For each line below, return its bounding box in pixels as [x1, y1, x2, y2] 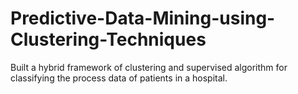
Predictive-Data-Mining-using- [10, 7, 276, 30]
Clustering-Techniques [10, 28, 207, 51]
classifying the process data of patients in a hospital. [10, 72, 228, 84]
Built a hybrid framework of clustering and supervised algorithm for [10, 61, 288, 73]
